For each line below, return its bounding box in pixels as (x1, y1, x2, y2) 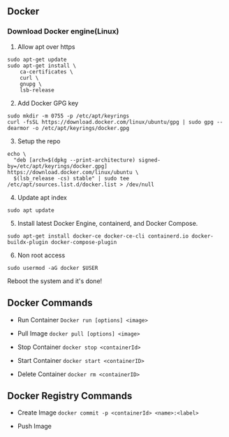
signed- (138, 157, 161, 164)
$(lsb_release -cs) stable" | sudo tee (13, 175, 130, 182)
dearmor (7, 124, 30, 131)
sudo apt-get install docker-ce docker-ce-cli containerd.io (7, 232, 189, 240)
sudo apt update (7, 206, 54, 214)
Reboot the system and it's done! (7, 276, 103, 285)
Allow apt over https (17, 42, 75, 51)
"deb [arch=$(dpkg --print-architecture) (13, 157, 136, 164)
